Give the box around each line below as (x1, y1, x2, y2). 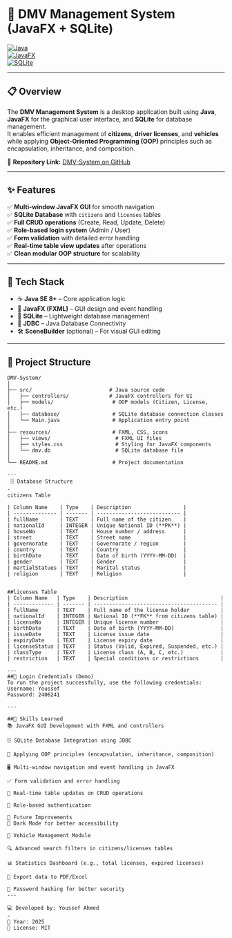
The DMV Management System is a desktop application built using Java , (7, 107, 217, 116)
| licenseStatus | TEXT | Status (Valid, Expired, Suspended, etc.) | (7, 643, 224, 650)
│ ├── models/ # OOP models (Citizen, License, (7, 399, 209, 406)
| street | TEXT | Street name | (7, 535, 187, 542)
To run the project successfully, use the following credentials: (7, 680, 202, 687)
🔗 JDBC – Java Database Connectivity (17, 319, 126, 327)
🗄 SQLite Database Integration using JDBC (7, 737, 132, 745)
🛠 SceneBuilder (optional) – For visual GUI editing (17, 327, 161, 336)
